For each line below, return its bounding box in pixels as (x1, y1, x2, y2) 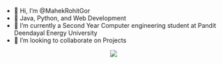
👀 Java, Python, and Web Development (13, 14, 127, 22)
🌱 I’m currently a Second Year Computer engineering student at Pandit (13, 22, 217, 29)
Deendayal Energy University (13, 29, 98, 37)
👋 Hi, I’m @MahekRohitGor (13, 7, 91, 15)
